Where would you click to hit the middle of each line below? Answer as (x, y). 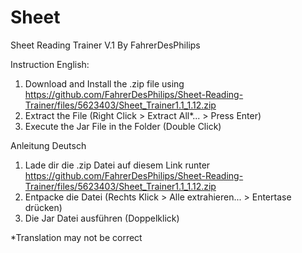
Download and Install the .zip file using (104, 83)
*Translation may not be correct (76, 237)
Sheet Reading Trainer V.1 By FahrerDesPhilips (105, 45)
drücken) (43, 207)
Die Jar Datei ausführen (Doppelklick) (102, 218)
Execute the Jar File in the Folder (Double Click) (123, 126)
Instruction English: (50, 64)
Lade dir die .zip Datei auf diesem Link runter (117, 165)
